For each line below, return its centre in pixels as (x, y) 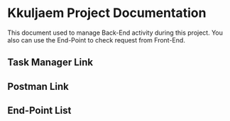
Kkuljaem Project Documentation (107, 13)
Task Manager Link (50, 63)
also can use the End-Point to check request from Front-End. (97, 40)
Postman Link (38, 86)
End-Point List (39, 111)
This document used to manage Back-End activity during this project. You (115, 33)
